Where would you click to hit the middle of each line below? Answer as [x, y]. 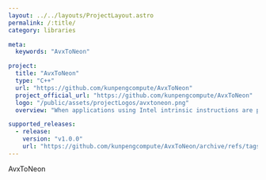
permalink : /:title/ [42, 23]
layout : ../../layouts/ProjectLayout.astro [81, 15]
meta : [17, 44]
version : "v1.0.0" [53, 139]
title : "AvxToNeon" [47, 73]
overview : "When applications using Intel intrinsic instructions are [134, 110]
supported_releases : [42, 124]
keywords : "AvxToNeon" [53, 52]
